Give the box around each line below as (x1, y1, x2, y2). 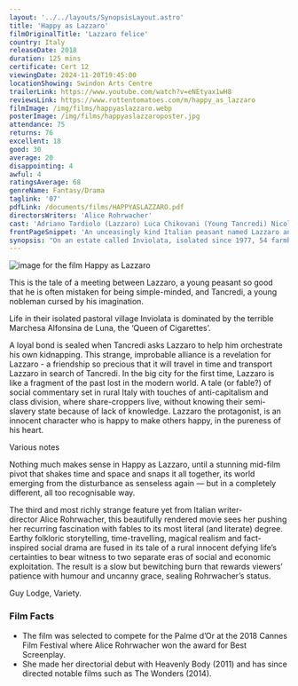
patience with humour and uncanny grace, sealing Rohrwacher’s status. (9, 571, 271, 581)
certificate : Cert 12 (9, 63, 90, 72)
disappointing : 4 (9, 162, 74, 170)
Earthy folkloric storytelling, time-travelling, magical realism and (9, 533, 242, 544)
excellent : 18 (9, 137, 62, 146)
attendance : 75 (9, 121, 66, 130)
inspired (9, 542, 39, 553)
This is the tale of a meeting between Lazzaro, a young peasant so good (9, 277, 273, 288)
